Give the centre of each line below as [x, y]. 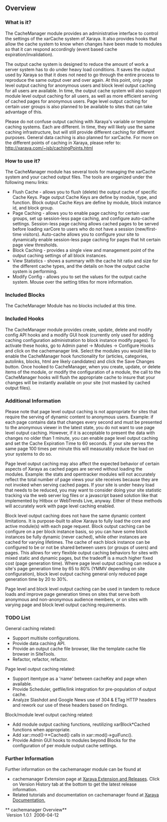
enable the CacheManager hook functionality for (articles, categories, [77, 356]
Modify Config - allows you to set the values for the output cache [79, 277]
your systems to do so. [29, 454]
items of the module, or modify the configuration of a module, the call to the [83, 372]
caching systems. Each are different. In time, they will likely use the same [80, 127]
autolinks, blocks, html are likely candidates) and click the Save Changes [80, 361]
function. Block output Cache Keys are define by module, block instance [86, 202]
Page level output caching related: [40, 669]
